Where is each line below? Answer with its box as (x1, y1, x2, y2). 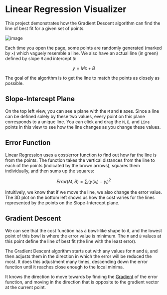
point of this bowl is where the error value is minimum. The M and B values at (5, 233, 162, 239)
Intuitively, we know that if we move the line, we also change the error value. (5, 189, 162, 195)
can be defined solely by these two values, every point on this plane (5, 113, 146, 119)
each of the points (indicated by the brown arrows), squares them (5, 162, 140, 168)
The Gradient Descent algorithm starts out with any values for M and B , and (5, 248, 158, 254)
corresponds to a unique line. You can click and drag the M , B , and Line (5, 119, 150, 125)
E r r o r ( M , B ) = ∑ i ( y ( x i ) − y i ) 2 (56, 177, 111, 186)
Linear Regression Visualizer (5, 4, 127, 15)
